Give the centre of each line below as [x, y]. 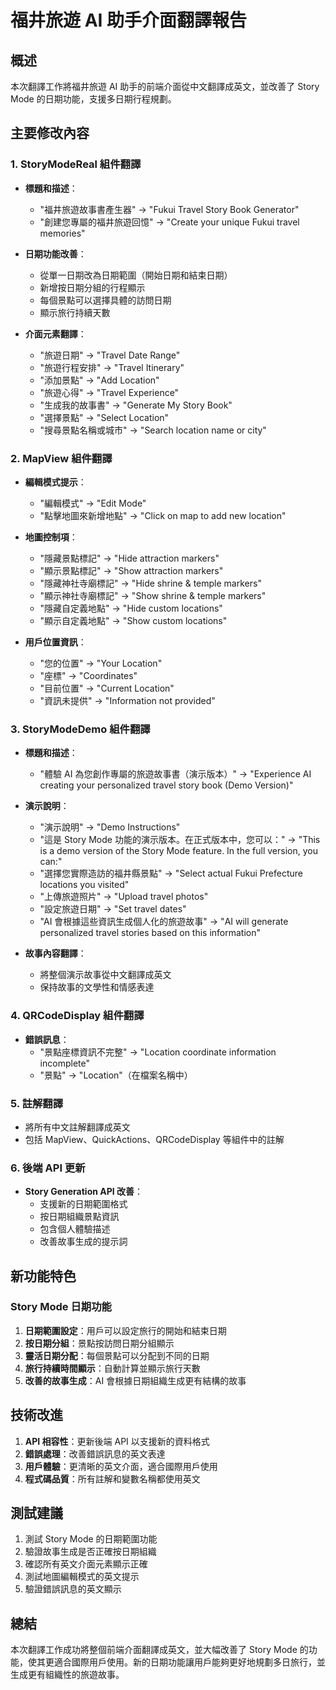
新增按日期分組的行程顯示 [92, 287]
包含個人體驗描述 [75, 1229]
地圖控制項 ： [51, 537]
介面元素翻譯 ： [55, 333]
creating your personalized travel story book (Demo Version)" [166, 785]
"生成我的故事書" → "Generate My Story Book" [136, 405]
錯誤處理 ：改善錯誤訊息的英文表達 [95, 1453]
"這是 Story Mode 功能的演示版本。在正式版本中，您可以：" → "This [180, 840]
